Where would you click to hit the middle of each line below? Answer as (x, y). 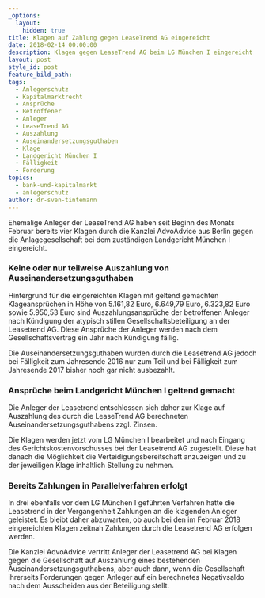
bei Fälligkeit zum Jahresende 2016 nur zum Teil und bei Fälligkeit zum (123, 361)
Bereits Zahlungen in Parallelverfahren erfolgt (98, 486)
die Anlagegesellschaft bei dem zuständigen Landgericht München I (119, 240)
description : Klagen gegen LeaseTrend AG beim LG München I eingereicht (131, 52)
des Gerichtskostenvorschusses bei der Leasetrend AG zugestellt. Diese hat (132, 448)
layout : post (30, 60)
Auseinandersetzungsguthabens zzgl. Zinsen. (83, 424)
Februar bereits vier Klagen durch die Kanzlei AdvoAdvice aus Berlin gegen (131, 231)
